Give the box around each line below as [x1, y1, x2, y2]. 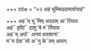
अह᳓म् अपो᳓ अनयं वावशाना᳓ [6, 31, 60, 38]
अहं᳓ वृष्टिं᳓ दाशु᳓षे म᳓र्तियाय [6, 24, 60, 31]
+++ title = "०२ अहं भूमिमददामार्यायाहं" [6, 6, 86, 12]
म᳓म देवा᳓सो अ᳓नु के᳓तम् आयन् [6, 37, 67, 44]
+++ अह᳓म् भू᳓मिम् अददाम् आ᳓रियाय [6, 18, 78, 24]
